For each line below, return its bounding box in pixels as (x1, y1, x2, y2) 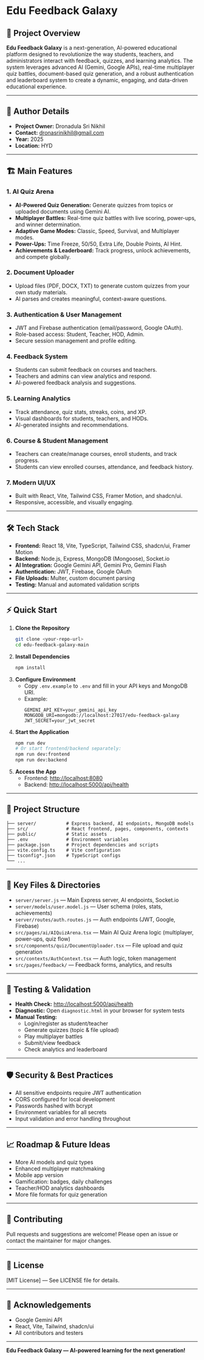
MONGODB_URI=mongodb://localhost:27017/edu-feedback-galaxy (24, 712, 180, 718)
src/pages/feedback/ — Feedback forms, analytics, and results (15, 961, 172, 968)
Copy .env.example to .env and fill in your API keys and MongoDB (24, 682, 188, 689)
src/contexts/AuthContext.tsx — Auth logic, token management (15, 955, 177, 962)
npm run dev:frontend (15, 751, 70, 758)
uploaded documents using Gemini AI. (15, 208, 111, 215)
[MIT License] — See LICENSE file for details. (6, 1276, 120, 1284)
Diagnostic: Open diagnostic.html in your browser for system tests (15, 1007, 185, 1014)
